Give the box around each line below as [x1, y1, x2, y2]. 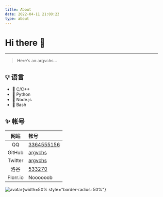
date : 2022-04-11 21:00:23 [5, 12, 60, 17]
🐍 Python [12, 91, 31, 97]
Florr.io [7, 174, 24, 180]
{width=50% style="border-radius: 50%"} [22, 186, 107, 192]
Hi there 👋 [5, 37, 45, 48]
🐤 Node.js [12, 97, 32, 103]
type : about [5, 16, 29, 21]
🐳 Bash [12, 102, 27, 107]
